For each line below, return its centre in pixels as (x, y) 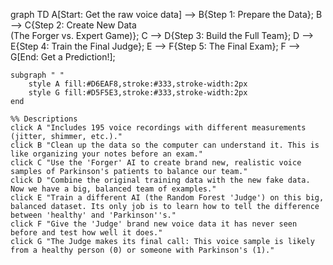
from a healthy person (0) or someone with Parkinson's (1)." (142, 250)
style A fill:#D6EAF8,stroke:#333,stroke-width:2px (138, 84)
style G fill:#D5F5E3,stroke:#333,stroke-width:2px (138, 93)
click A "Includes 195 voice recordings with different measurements (158, 128)
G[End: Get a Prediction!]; (63, 57)
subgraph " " (37, 75)
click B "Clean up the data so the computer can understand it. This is (165, 145)
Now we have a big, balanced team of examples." (113, 189)
